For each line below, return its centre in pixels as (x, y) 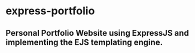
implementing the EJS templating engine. (84, 42)
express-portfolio (50, 11)
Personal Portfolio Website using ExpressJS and (97, 33)
